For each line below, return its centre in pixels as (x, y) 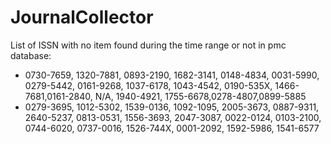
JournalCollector (82, 17)
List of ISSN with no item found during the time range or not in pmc (148, 45)
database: (31, 55)
